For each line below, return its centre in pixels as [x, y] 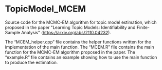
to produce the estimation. [32, 62]
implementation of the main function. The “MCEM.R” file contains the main [80, 47]
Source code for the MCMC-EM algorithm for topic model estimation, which [81, 22]
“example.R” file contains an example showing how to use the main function [81, 57]
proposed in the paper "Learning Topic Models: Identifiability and [70, 27]
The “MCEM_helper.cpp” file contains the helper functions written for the [78, 42]
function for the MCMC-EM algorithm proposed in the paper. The [70, 52]
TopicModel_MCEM [45, 9]
